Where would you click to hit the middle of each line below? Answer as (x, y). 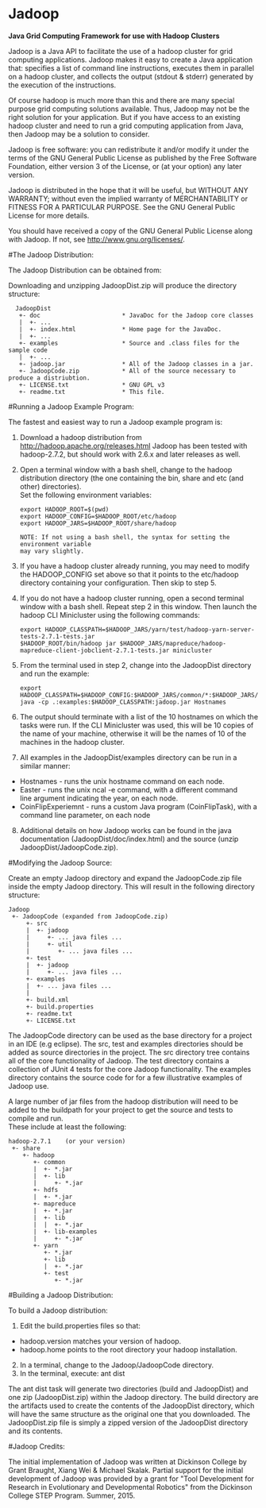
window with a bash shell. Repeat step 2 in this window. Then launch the (138, 606)
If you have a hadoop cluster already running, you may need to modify (135, 565)
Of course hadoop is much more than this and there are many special (121, 100)
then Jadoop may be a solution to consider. (79, 134)
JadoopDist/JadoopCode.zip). (69, 847)
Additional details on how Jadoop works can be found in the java (125, 830)
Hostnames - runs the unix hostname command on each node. (122, 781)
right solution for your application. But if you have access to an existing (124, 117)
